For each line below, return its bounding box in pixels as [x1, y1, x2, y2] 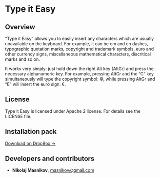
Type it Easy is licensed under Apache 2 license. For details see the [5, 108, 140, 114]
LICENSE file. [5, 113, 32, 119]
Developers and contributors [5, 155, 95, 163]
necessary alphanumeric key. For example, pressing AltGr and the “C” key [5, 71, 154, 76]
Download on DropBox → [5, 140, 56, 146]
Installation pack [5, 127, 57, 136]
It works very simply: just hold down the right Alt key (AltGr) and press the [5, 66, 154, 71]
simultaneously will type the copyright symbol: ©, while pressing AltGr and [5, 76, 155, 82]
